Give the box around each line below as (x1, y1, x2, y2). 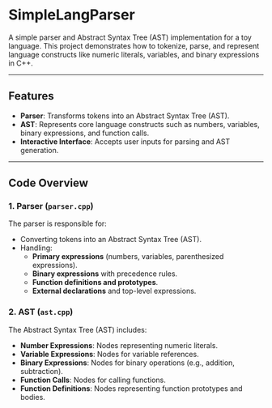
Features (8, 89, 54, 103)
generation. (19, 145, 59, 155)
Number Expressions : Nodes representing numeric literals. (19, 340, 219, 350)
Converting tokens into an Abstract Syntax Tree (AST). (19, 235, 202, 244)
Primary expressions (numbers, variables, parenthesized (32, 252, 224, 261)
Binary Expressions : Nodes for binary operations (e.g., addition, (19, 358, 235, 368)
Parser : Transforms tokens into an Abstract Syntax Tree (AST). (19, 111, 230, 121)
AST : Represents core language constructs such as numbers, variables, (19, 119, 261, 129)
